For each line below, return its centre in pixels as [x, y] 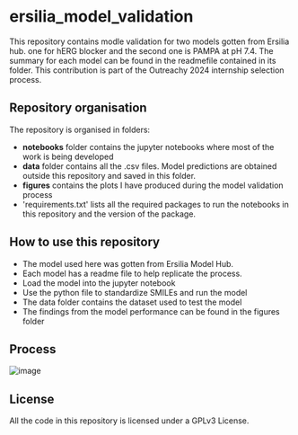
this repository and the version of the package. [109, 214]
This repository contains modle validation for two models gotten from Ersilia [149, 41]
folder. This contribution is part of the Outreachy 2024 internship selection [147, 70]
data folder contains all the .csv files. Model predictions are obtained [149, 166]
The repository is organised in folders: [80, 129]
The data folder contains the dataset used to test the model [132, 302]
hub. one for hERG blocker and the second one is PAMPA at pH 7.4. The [141, 50]
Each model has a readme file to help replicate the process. [132, 273]
